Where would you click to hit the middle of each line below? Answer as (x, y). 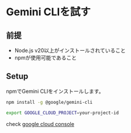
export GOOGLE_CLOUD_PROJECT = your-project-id (62, 113)
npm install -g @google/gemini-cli (49, 102)
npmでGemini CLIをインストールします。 (55, 91)
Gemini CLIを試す (48, 12)
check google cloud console (40, 124)
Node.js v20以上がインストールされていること (70, 50)
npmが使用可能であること (46, 58)
